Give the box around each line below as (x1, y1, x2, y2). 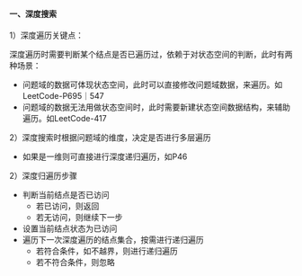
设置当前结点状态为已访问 (22, 223, 118, 234)
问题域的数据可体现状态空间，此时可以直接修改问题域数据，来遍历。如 (22, 79, 283, 90)
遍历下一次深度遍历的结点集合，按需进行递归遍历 (22, 235, 204, 245)
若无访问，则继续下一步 (35, 212, 123, 223)
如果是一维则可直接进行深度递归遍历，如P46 (22, 151, 188, 162)
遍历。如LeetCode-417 (22, 113, 107, 124)
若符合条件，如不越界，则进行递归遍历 (35, 245, 178, 256)
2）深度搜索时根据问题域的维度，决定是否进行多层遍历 (9, 132, 211, 143)
